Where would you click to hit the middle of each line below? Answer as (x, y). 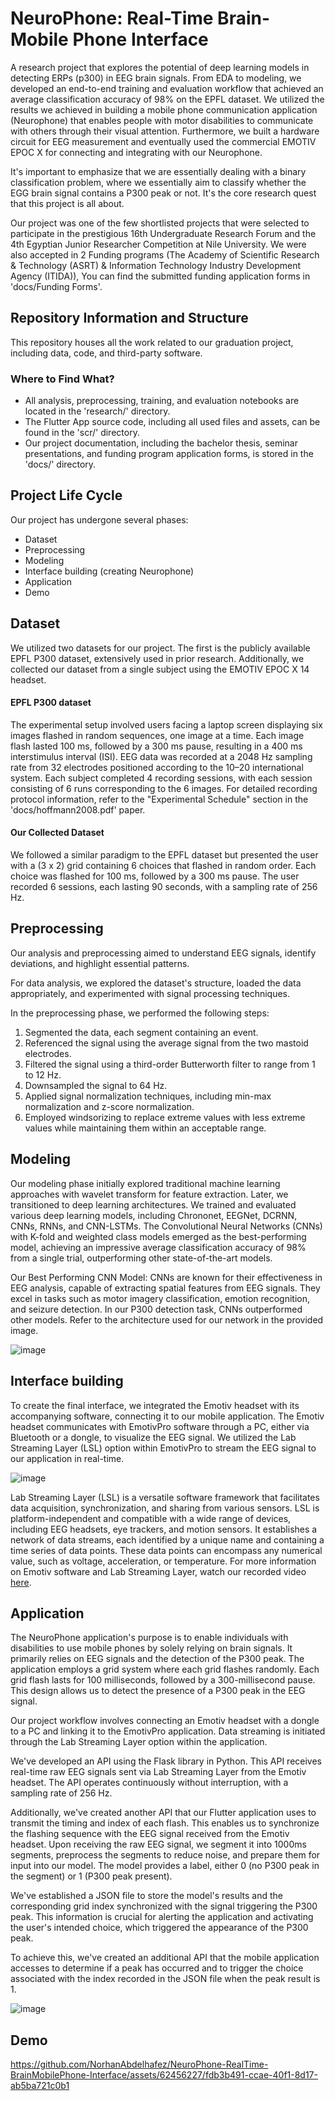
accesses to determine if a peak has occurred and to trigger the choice (157, 1968)
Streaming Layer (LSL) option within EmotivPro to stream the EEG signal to (163, 1448)
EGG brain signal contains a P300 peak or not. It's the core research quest (163, 193)
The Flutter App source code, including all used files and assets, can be (172, 422)
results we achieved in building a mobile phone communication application (164, 109)
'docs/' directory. (60, 464)
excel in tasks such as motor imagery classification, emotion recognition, (160, 1298)
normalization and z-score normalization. (109, 1106)
